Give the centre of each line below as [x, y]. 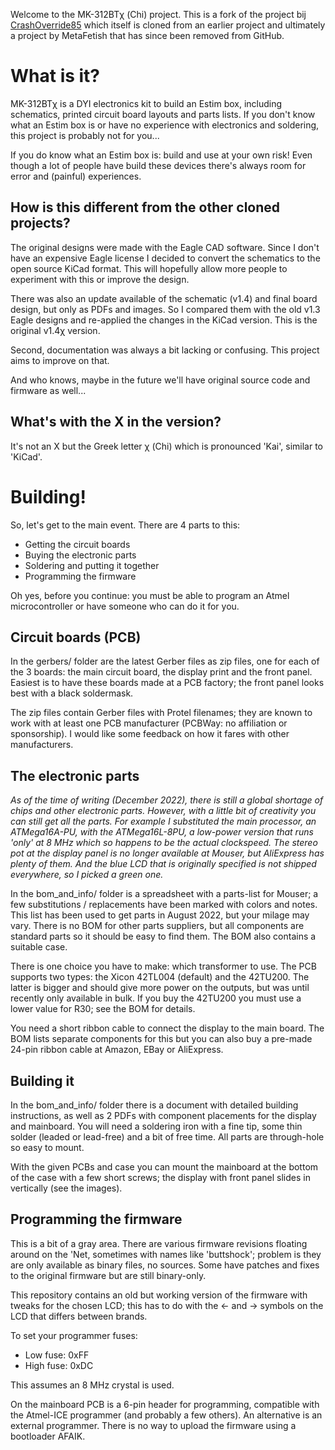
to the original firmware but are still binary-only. [108, 1275]
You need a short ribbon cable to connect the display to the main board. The [167, 1028]
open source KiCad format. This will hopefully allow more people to [149, 268]
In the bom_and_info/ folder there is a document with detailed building [154, 1105]
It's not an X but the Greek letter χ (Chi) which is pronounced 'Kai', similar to [167, 446]
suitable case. [39, 947]
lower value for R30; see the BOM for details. [103, 1009]
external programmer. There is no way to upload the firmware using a [153, 1425]
